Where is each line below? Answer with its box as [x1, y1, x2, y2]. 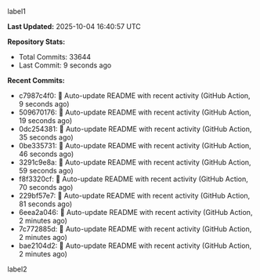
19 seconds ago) [18, 116, 73, 125]
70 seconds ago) [18, 183, 74, 191]
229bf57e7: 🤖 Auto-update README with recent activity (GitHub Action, [18, 191, 251, 200]
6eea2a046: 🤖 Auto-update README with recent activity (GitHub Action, [18, 208, 253, 216]
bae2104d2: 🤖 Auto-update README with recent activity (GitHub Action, [18, 241, 252, 250]
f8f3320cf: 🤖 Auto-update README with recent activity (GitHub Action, [18, 174, 248, 184]
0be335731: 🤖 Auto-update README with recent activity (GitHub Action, [18, 141, 251, 150]
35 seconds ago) [18, 133, 74, 142]
